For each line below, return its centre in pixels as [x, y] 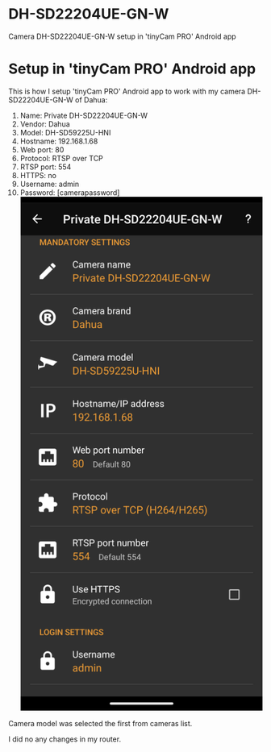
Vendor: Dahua [45, 124]
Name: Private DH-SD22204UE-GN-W [83, 115]
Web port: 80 [42, 149]
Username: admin [50, 184]
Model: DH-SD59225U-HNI [65, 132]
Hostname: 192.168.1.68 [59, 141]
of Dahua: [92, 100]
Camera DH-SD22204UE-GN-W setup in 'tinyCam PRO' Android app [122, 36]
